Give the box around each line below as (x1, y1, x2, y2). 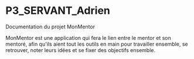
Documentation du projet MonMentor (5, 23, 95, 30)
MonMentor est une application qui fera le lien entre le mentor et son (5, 34, 171, 41)
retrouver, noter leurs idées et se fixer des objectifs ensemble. (5, 46, 156, 53)
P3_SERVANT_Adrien (5, 4, 111, 17)
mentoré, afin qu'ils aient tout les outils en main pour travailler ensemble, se (5, 40, 188, 47)
